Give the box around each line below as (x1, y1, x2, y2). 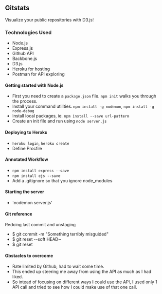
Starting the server (5, 189, 45, 195)
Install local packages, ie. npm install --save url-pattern (12, 113, 130, 119)
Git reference (5, 211, 33, 216)
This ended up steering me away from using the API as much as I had (12, 269, 152, 274)
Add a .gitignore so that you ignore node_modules (12, 177, 113, 183)
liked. (12, 274, 23, 280)
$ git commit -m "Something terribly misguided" (12, 231, 108, 237)
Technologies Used (5, 29, 52, 36)
